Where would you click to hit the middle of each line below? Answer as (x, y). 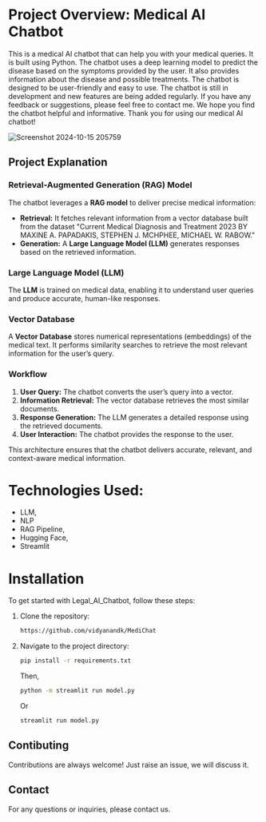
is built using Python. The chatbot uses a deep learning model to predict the (133, 62)
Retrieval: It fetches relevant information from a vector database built (134, 218)
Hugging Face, (44, 538)
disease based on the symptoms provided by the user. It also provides (124, 70)
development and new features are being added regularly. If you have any (130, 96)
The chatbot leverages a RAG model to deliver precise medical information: (132, 202)
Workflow (28, 375)
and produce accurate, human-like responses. (84, 298)
